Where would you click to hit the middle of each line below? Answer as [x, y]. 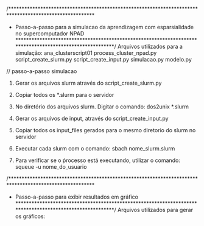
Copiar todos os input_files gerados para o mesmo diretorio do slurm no [105, 130]
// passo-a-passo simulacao [42, 71]
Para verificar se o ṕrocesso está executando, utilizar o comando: [98, 160]
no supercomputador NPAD [50, 34]
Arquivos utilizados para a [150, 46]
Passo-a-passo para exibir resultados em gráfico [77, 197]
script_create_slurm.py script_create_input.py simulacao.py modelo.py [103, 59]
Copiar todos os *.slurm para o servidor [65, 95]
